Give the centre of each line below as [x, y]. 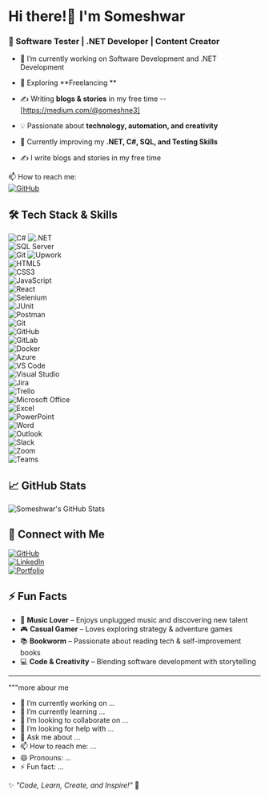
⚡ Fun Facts [38, 596]
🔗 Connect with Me [57, 534]
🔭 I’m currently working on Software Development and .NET [118, 58]
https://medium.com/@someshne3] [81, 111]
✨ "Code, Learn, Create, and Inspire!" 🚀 [74, 785]
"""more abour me [39, 687]
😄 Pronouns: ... [46, 757]
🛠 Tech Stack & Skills [63, 214]
